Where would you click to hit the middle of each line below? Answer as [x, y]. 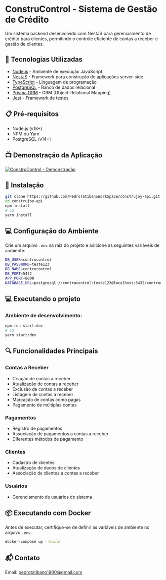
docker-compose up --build [33, 542]
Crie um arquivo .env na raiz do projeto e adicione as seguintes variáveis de [82, 245]
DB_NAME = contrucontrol [28, 269]
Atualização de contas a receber [45, 384]
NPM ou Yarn [26, 134]
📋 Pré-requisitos [32, 114]
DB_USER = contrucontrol [28, 260]
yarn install [19, 215]
